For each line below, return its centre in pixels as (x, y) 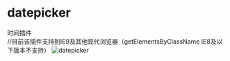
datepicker (39, 13)
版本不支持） (31, 50)
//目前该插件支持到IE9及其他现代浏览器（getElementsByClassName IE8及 (112, 41)
